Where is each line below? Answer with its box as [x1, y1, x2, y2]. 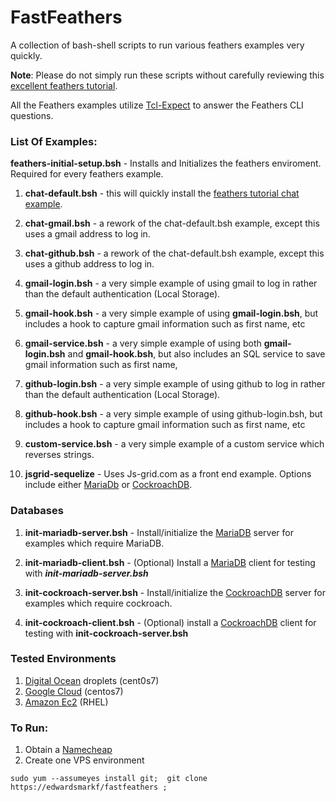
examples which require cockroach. [24, 597, 173, 609]
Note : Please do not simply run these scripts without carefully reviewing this [10, 69, 325, 81]
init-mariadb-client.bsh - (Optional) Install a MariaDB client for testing [24, 556, 316, 568]
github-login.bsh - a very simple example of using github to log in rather [24, 378, 326, 390]
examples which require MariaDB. [24, 537, 165, 549]
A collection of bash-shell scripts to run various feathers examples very [10, 39, 305, 51]
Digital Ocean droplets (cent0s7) [24, 674, 160, 686]
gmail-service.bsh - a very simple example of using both [24, 337, 262, 350]
